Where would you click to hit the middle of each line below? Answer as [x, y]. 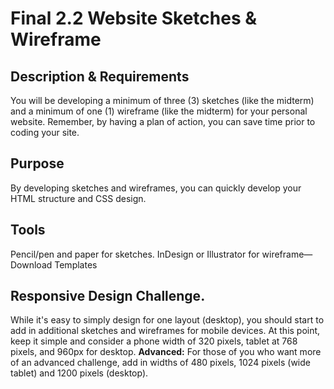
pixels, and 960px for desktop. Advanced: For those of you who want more [166, 352]
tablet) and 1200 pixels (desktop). [79, 373]
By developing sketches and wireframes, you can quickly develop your [156, 188]
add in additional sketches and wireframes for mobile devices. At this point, [165, 331]
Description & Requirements [100, 76]
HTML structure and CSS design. [78, 198]
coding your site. [45, 132]
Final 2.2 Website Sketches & [134, 18]
